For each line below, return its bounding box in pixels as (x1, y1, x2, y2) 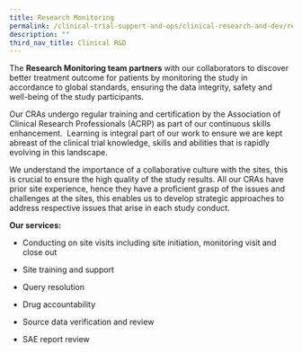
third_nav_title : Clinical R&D (9, 38, 127, 48)
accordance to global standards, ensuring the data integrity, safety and (9, 82, 272, 93)
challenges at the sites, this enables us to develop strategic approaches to (9, 193, 285, 204)
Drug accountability (22, 299, 96, 310)
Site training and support (22, 264, 115, 275)
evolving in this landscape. (9, 147, 108, 158)
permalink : (9, 22, 50, 31)
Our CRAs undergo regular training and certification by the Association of (9, 109, 281, 119)
